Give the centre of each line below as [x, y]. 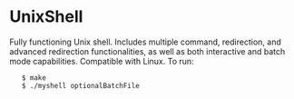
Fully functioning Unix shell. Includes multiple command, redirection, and [145, 42]
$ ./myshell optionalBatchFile [81, 85]
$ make [34, 78]
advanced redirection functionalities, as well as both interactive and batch [147, 51]
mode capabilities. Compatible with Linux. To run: [102, 61]
